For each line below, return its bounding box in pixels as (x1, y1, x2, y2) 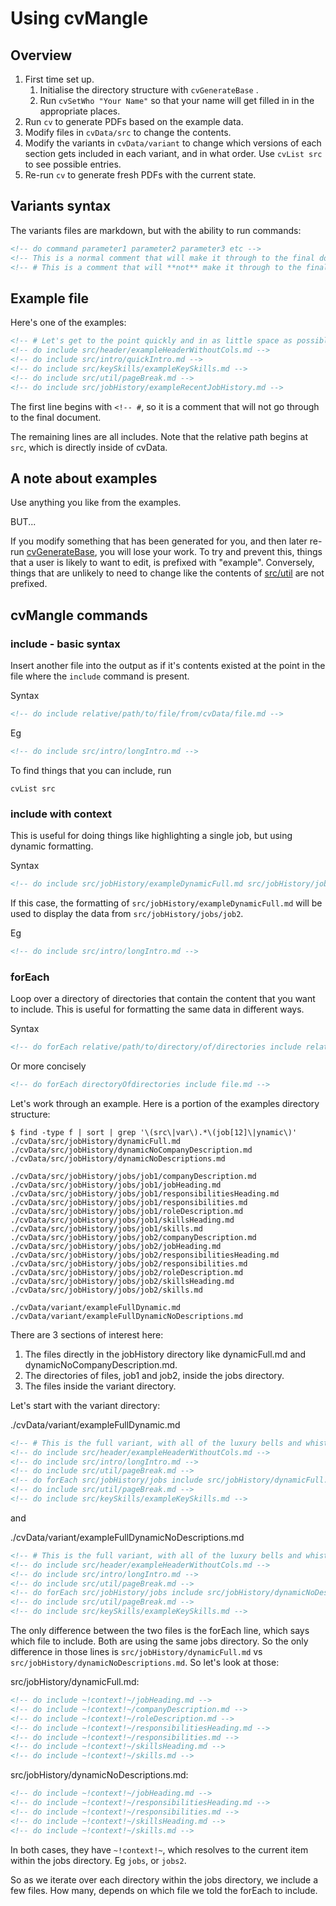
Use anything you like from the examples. (10, 497, 182, 509)
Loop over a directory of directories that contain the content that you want (10, 993, 316, 1005)
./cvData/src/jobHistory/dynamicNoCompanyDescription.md (10, 1145, 253, 1155)
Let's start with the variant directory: (10, 1399, 161, 1411)
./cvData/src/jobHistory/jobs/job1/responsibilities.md (10, 1197, 248, 1207)
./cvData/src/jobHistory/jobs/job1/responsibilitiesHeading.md (10, 1188, 280, 1199)
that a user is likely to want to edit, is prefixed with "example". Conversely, (10, 557, 315, 569)
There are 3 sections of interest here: (10, 1328, 164, 1341)
